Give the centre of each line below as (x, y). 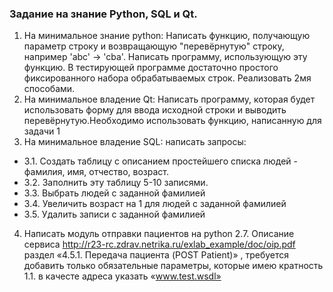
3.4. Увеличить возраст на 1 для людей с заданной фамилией (155, 204)
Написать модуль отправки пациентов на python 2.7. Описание (159, 234)
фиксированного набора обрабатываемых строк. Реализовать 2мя (167, 78)
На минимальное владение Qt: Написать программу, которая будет (169, 99)
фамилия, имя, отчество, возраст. (96, 172)
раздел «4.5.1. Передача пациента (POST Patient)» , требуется (156, 255)
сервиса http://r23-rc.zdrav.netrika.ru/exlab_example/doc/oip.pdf (159, 244)
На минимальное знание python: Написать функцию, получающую (167, 36)
